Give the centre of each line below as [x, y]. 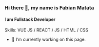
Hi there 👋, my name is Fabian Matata [49, 8]
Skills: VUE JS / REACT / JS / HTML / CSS [47, 30]
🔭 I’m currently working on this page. [49, 39]
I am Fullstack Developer [30, 19]
